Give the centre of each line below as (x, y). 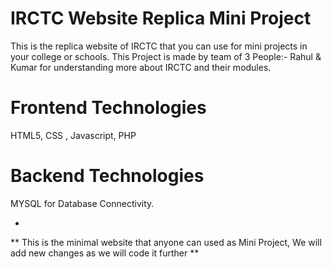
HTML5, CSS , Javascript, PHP (73, 135)
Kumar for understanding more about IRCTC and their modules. (141, 67)
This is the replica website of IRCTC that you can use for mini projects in (159, 46)
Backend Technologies (107, 176)
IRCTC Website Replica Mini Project (161, 18)
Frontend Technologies (108, 108)
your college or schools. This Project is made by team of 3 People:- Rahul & (166, 56)
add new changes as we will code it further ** (105, 253)
